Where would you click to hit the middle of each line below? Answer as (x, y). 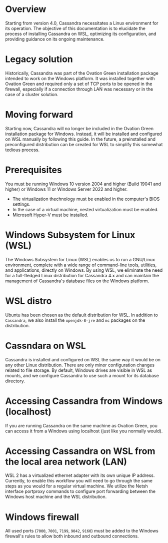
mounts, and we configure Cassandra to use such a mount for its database (82, 375)
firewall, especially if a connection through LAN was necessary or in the (79, 89)
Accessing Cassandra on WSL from (80, 451)
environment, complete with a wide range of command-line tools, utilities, (81, 265)
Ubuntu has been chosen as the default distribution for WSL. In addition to (82, 315)
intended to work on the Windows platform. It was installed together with (80, 78)
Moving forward (39, 115)
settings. (21, 204)
